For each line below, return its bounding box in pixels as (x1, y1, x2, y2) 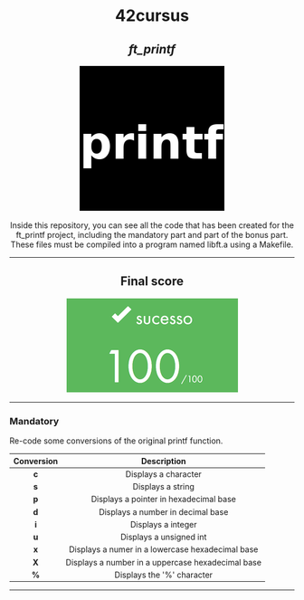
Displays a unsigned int (120, 531, 207, 543)
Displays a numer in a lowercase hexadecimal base (69, 544, 259, 555)
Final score (120, 273, 184, 290)
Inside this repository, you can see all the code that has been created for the (10, 220, 294, 231)
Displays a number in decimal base (99, 506, 229, 517)
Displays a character (125, 468, 202, 480)
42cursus (114, 5, 190, 26)
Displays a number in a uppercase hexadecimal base (65, 557, 262, 567)
